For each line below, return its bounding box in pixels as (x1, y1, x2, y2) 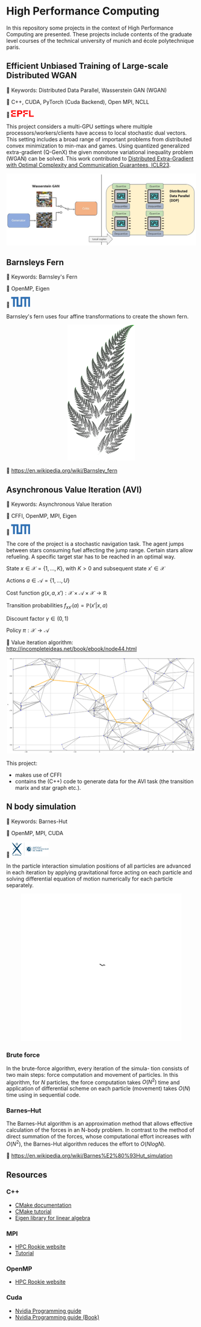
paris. (6, 44, 20, 51)
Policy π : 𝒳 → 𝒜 (6, 627, 49, 634)
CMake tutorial (14, 1207, 52, 1215)
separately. (6, 882, 34, 889)
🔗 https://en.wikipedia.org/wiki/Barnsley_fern (6, 467, 117, 474)
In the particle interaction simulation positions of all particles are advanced (6, 862, 191, 870)
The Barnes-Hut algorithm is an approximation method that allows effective (6, 1120, 193, 1128)
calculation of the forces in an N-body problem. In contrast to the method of (6, 1126, 194, 1134)
